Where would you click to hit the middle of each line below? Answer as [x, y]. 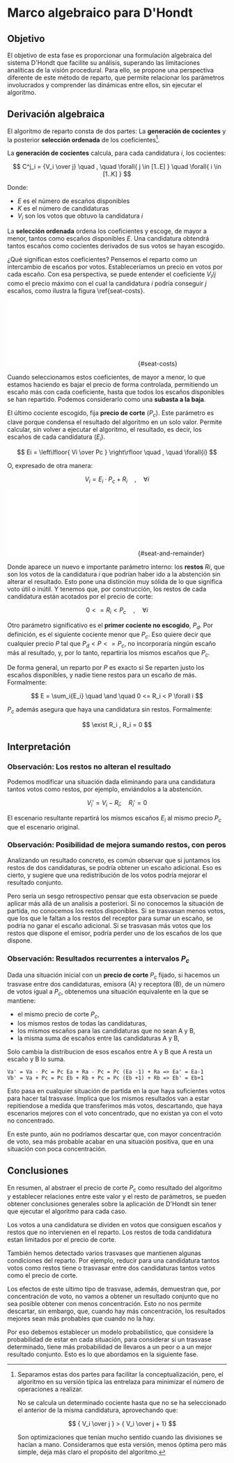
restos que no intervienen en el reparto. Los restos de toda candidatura [109, 1232]
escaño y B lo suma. [36, 1059]
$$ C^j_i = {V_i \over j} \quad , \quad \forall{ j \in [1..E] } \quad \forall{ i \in [117, 167]
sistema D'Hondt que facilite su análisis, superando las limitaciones [104, 63]
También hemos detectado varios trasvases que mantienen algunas [104, 1253]
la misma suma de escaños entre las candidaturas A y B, [98, 1038]
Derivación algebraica [56, 114]
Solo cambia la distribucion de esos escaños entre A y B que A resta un [110, 1051]
